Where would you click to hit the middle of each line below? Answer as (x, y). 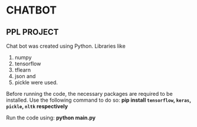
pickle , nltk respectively (37, 106)
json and (25, 76)
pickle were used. (36, 82)
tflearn (23, 70)
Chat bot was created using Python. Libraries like (66, 46)
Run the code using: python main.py (51, 118)
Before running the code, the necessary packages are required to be (89, 94)
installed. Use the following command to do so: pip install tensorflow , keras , (99, 100)
